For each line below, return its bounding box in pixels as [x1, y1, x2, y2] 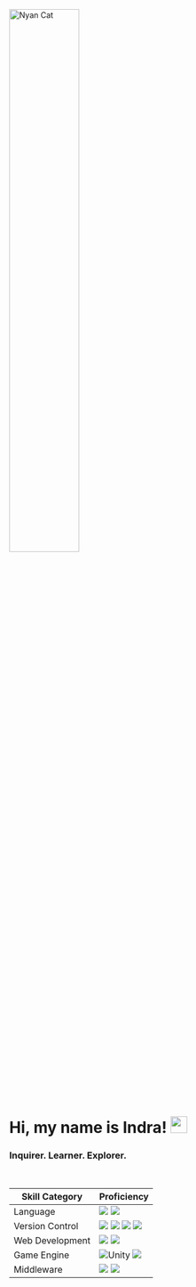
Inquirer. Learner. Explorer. [9, 1149, 127, 1161]
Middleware [13, 1264, 63, 1276]
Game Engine [13, 1249, 70, 1261]
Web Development [13, 1234, 91, 1247]
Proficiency [98, 1191, 149, 1203]
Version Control [13, 1220, 79, 1233]
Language [13, 1206, 56, 1218]
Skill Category [21, 1191, 82, 1203]
